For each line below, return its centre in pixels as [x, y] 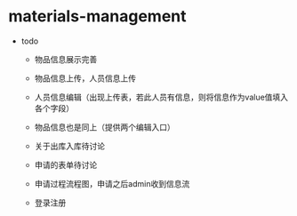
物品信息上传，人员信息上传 [85, 78]
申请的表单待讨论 [66, 164]
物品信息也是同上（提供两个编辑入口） [104, 127]
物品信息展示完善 [66, 59]
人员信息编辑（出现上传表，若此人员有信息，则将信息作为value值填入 [161, 97]
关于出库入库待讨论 [70, 146]
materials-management [97, 16]
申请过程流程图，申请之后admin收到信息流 [112, 183]
